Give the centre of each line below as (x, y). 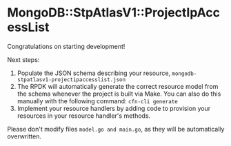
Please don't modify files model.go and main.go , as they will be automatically (116, 129)
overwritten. (24, 136)
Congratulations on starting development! (66, 46)
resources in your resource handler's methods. (84, 116)
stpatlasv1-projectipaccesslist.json (71, 80)
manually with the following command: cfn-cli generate (97, 101)
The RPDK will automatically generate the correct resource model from (118, 86)
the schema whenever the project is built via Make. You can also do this (119, 94)
